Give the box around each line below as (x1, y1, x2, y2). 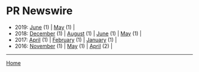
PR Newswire (6, 4, 73, 18)
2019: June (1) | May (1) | (14, 24, 75, 31)
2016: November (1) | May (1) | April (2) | (14, 42, 113, 50)
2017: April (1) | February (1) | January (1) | (14, 36, 117, 43)
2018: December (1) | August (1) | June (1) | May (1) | (14, 30, 142, 37)
